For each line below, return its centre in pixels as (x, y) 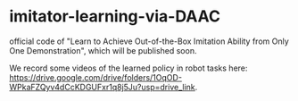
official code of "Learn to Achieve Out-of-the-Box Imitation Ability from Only (149, 41)
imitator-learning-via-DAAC (115, 17)
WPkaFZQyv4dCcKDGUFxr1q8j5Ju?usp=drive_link (102, 87)
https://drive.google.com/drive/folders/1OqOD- (96, 77)
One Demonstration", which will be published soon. (103, 50)
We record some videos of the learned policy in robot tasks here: (128, 68)
